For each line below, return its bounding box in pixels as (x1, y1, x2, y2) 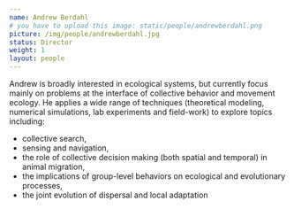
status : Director (9, 37, 73, 47)
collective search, (21, 134, 87, 143)
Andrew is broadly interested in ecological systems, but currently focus (9, 79, 268, 89)
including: (9, 116, 46, 127)
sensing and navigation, (21, 143, 109, 153)
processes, (21, 181, 64, 190)
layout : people (9, 54, 65, 63)
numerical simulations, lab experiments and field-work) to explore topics (9, 107, 273, 117)
